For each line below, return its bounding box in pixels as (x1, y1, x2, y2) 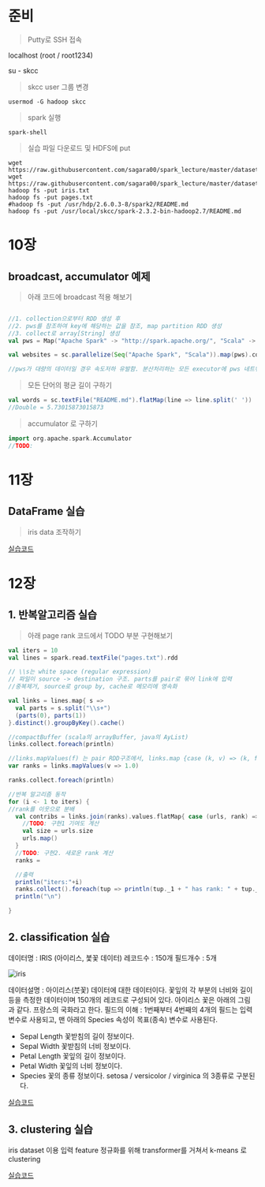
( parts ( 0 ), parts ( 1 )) (15, 711, 87, 719)
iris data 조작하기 (27, 527, 81, 536)
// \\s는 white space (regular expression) (8, 668, 152, 676)
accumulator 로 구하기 (27, 419, 99, 428)
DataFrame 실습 (8, 505, 85, 518)
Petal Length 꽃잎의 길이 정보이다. (19, 1051, 126, 1061)
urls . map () (22, 834, 58, 842)
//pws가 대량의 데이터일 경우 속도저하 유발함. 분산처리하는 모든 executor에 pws (8, 365, 241, 373)
